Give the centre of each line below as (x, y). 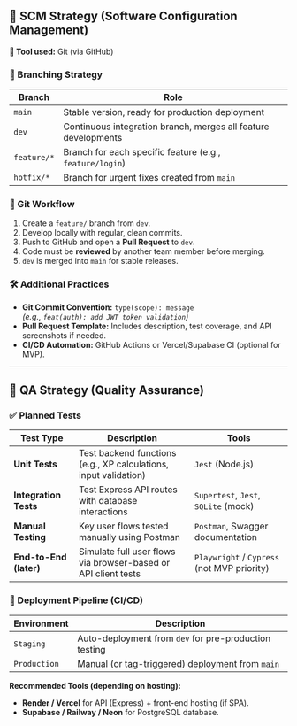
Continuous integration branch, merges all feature (166, 127)
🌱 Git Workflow (42, 205)
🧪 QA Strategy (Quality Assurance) (107, 390)
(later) (27, 568)
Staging (30, 644)
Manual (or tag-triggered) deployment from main (179, 663)
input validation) (112, 475)
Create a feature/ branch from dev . (86, 223)
